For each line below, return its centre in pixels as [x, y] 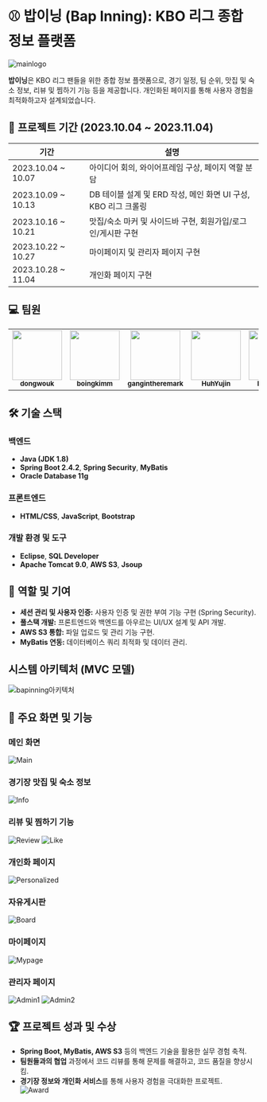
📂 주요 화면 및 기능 [50, 717]
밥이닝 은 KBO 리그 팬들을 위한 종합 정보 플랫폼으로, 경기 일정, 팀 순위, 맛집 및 [127, 80]
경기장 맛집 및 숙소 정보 [50, 783]
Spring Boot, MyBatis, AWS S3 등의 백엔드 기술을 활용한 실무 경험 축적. [133, 1051]
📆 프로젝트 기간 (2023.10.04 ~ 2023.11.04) [111, 128]
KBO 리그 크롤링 [118, 206]
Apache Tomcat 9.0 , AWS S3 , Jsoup [81, 564]
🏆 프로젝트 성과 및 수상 [62, 1027]
